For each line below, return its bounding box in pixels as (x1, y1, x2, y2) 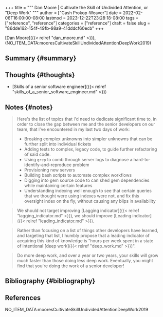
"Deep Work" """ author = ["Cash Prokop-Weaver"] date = (5, 10, 122, 16)
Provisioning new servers (24, 167, 75, 173)
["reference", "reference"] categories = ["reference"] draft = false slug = (5, 20, 150, 26)
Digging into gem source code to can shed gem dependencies (24, 177, 150, 183)
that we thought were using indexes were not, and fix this (24, 193, 140, 199)
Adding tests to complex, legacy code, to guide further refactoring (24, 147, 157, 152)
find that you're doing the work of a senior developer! (17, 263, 124, 269)
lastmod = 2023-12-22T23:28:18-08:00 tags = (45, 15, 139, 21)
